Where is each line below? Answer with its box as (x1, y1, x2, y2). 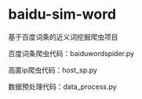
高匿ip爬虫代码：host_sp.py (8, 65, 98, 75)
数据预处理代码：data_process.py (8, 82, 117, 91)
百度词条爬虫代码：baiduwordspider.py (8, 48, 135, 58)
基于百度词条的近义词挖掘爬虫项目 (8, 32, 118, 41)
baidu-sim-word (8, 5, 116, 23)
